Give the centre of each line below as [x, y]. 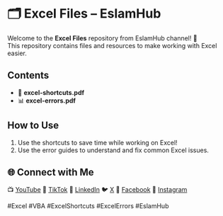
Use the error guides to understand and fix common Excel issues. [113, 150]
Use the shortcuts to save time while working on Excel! [98, 142]
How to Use [33, 126]
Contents [28, 75]
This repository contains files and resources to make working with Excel [112, 45]
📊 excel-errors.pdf [47, 101]
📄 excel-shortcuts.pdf [51, 92]
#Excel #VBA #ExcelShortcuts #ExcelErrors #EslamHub [88, 206]
